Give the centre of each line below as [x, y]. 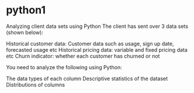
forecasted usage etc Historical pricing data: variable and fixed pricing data [97, 49]
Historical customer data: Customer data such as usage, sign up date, [90, 44]
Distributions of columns [36, 84]
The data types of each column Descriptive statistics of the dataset [87, 78]
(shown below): [25, 32]
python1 [26, 10]
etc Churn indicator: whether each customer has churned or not [83, 56]
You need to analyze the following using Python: [64, 67]
